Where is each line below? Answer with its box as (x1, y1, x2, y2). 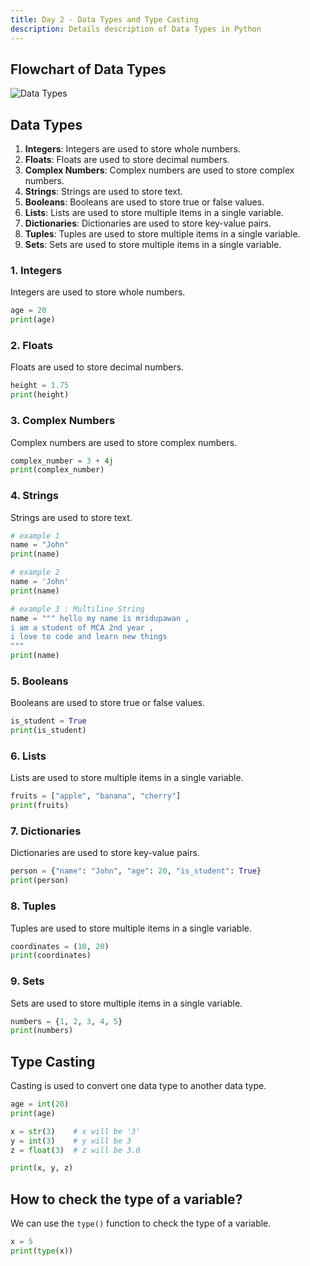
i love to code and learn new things (10, 632, 168, 642)
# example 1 (10, 531, 60, 541)
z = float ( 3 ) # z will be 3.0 (10, 1145, 141, 1155)
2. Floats (10, 339, 53, 353)
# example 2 (10, 567, 60, 578)
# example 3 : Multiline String (10, 604, 145, 614)
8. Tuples (10, 899, 57, 913)
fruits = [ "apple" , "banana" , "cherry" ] (10, 791, 182, 801)
